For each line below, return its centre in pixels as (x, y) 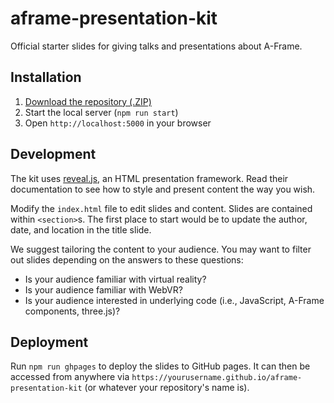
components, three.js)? (72, 311)
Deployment (49, 342)
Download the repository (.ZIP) (88, 101)
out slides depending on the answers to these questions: (127, 259)
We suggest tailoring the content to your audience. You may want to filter (161, 249)
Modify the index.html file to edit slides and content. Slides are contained (161, 208)
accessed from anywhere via (70, 377)
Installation (46, 77)
